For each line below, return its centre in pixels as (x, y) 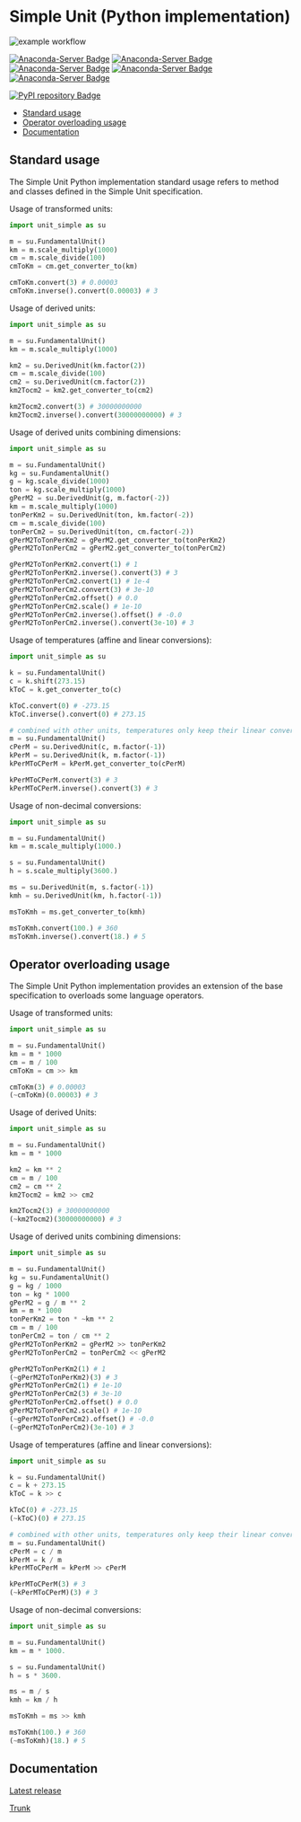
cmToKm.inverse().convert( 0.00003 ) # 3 (84, 291)
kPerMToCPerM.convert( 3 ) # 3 (64, 780)
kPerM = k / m (36, 1560)
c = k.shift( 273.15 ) (48, 681)
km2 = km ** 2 (36, 1170)
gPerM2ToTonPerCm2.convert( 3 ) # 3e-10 (82, 589)
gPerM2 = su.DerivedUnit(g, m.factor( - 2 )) (90, 499)
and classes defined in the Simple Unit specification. (106, 191)
